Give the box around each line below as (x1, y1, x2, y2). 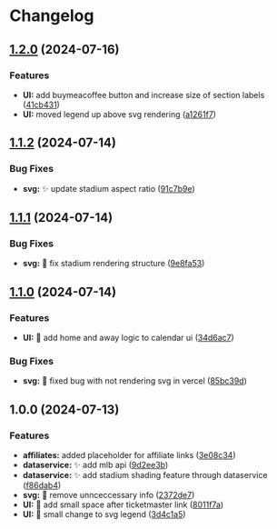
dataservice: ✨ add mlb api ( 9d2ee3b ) (22, 459, 169, 470)
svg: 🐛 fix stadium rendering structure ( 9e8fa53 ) (22, 258, 205, 269)
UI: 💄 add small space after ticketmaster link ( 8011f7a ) (22, 499, 224, 510)
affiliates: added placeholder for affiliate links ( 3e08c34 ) (22, 449, 236, 460)
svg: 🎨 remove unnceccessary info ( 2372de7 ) (22, 489, 195, 500)
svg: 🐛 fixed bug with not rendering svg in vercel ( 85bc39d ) (22, 375, 248, 386)
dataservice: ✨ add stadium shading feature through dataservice (22, 469, 268, 480)
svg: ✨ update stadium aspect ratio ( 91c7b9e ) (22, 183, 195, 194)
